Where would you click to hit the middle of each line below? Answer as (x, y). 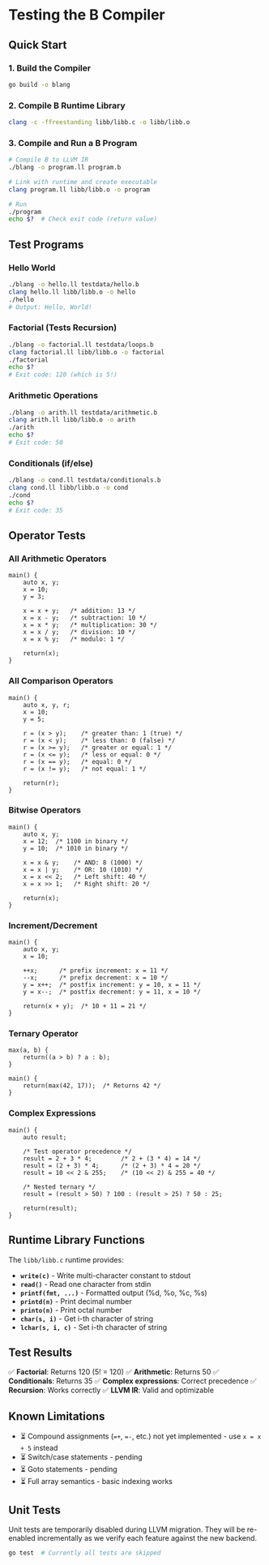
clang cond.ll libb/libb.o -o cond (68, 488)
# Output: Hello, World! (50, 307)
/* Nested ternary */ (59, 1187)
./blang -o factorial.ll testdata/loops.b (81, 345)
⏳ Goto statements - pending (68, 1469)
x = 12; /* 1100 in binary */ (76, 841)
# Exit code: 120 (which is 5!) (63, 375)
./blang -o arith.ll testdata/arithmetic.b (83, 412)
